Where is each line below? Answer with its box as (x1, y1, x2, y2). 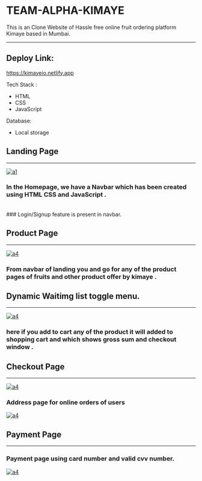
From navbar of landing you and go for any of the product (6, 265, 177, 273)
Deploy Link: (6, 53, 54, 63)
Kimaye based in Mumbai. (6, 30, 71, 37)
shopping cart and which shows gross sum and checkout (6, 336, 177, 344)
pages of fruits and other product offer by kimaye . (6, 272, 157, 281)
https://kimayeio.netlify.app (6, 69, 74, 76)
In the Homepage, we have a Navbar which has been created (6, 183, 187, 191)
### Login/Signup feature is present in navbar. (6, 211, 122, 218)
